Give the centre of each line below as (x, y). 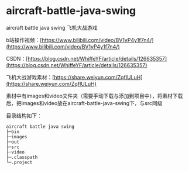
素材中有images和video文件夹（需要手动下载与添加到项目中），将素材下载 (94, 96)
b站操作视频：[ (24, 40)
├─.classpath (22, 157)
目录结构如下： (24, 116)
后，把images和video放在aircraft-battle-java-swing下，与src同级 (84, 103)
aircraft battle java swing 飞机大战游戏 (52, 27)
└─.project (19, 162)
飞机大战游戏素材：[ (30, 77)
